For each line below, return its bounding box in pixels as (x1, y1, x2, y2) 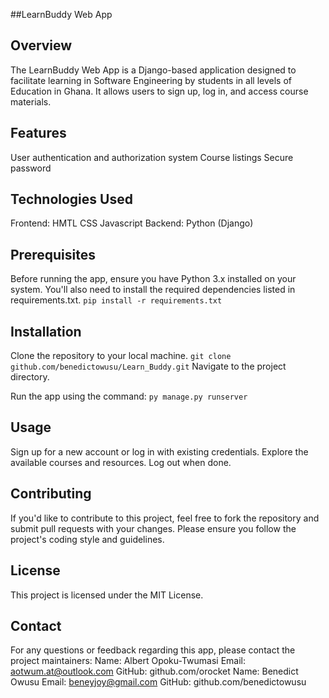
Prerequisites (10, 246, 96, 263)
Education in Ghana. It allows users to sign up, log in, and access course (10, 85, 309, 97)
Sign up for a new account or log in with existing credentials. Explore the (10, 445, 309, 458)
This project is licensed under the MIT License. (10, 589, 204, 601)
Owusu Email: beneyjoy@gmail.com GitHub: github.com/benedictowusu (10, 676, 307, 688)
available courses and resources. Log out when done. (10, 456, 232, 468)
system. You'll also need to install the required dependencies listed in (10, 284, 296, 296)
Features (10, 125, 67, 142)
